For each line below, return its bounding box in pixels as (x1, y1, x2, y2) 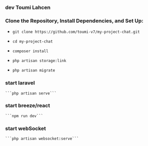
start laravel (5, 79, 35, 86)
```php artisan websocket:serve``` (5, 136, 79, 142)
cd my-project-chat (12, 39, 53, 44)
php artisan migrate (12, 68, 55, 73)
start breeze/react (5, 102, 50, 109)
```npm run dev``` (5, 113, 43, 118)
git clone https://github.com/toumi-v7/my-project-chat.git (12, 29, 140, 35)
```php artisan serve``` (5, 91, 57, 96)
